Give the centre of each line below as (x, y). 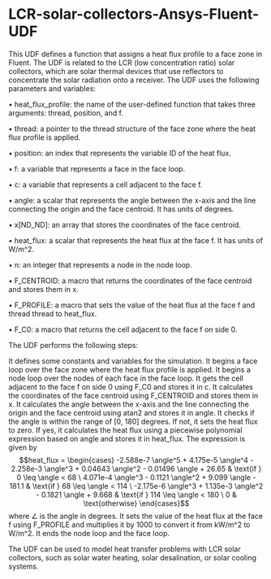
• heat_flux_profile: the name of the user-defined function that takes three (132, 104)
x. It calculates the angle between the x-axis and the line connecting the (129, 404)
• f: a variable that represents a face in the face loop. (97, 168)
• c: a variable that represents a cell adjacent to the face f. (105, 185)
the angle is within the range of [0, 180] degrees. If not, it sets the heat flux (133, 421)
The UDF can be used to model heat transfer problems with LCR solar (125, 549)
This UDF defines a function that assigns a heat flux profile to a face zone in (135, 54)
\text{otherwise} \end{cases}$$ (136, 503)
